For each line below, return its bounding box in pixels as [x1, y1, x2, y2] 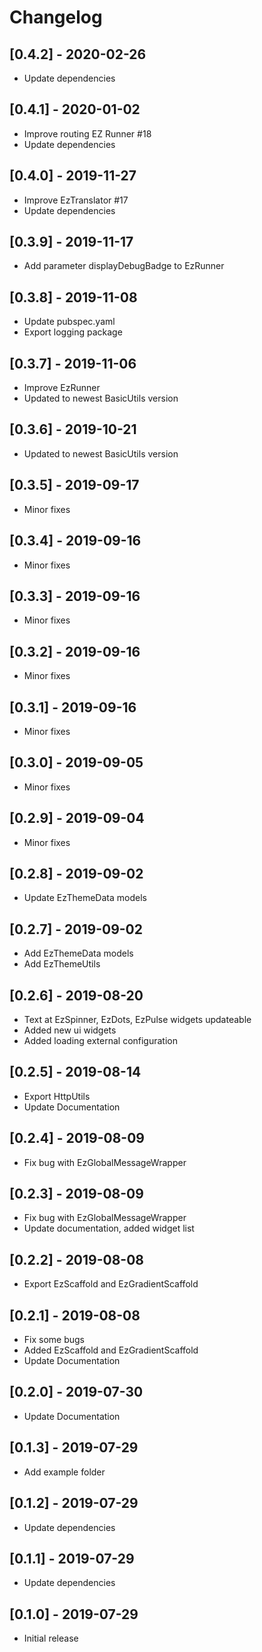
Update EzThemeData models [23, 892, 147, 904]
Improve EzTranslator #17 [23, 194, 129, 206]
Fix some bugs [23, 1334, 86, 1346]
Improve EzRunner [23, 382, 101, 394]
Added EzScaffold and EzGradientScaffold [23, 1344, 199, 1356]
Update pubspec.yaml [23, 316, 116, 328]
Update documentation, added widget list [23, 1222, 195, 1235]
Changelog [9, 6, 103, 29]
